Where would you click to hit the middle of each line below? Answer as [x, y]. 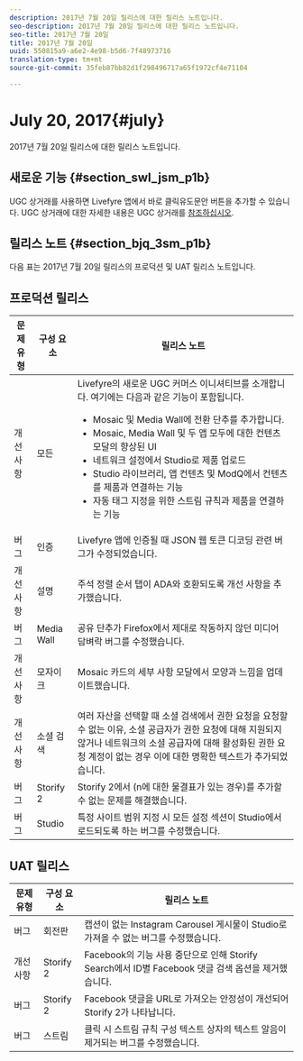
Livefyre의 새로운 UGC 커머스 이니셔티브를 [163, 384]
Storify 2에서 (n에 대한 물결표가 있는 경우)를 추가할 [179, 787]
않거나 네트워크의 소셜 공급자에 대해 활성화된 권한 [176, 743]
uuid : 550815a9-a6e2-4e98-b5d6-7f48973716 [90, 51]
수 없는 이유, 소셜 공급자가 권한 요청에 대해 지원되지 [179, 729]
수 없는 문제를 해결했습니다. [132, 800]
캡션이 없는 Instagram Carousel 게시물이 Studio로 [186, 925]
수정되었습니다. [127, 553]
